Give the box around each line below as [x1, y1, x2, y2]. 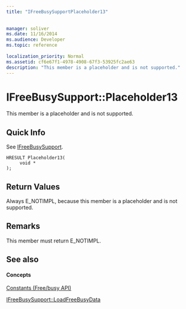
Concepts [6, 271, 31, 278]
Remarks [6, 221, 41, 231]
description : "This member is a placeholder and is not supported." [6, 64, 181, 71]
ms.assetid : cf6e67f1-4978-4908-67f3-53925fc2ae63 [6, 59, 135, 65]
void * [19, 160, 36, 166]
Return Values [6, 181, 60, 192]
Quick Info [6, 127, 46, 138]
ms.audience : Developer [6, 37, 66, 43]
